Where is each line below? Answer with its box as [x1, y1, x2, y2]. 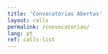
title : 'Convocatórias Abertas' [7, 10, 102, 18]
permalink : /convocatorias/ [7, 23, 90, 30]
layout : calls [7, 17, 49, 24]
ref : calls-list [7, 36, 55, 43]
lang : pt [7, 29, 33, 37]
